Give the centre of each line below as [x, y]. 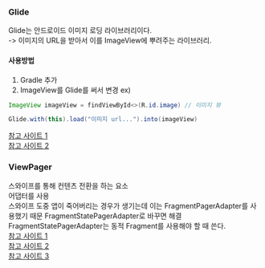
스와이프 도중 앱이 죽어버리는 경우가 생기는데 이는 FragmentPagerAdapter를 [128, 205]
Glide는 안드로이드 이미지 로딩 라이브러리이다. [80, 30]
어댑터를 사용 [29, 196]
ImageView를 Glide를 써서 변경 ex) [75, 90]
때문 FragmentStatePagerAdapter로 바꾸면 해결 [106, 216]
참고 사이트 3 [29, 256]
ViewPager [30, 167]
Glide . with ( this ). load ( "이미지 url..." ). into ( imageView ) [103, 120]
